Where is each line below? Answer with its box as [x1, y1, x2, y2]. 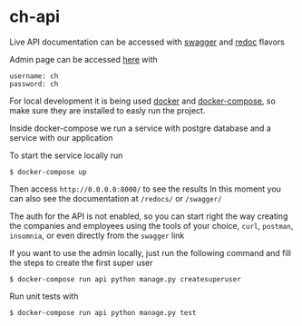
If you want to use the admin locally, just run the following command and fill [9, 247, 292, 258]
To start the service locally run [9, 150, 123, 161]
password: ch [9, 79, 59, 88]
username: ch [9, 71, 59, 81]
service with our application [9, 132, 113, 143]
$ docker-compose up [9, 167, 88, 176]
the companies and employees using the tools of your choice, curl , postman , [9, 220, 294, 231]
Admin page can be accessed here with [9, 54, 158, 64]
